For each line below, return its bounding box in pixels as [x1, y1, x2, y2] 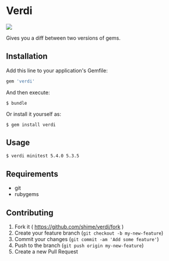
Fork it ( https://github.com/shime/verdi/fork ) [14, 224, 124, 231]
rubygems [14, 191, 39, 198]
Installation [6, 51, 48, 61]
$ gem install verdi [6, 122, 57, 128]
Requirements [6, 169, 58, 179]
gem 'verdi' [6, 78, 35, 84]
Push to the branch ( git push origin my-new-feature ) [14, 242, 144, 249]
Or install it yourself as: [6, 110, 61, 118]
